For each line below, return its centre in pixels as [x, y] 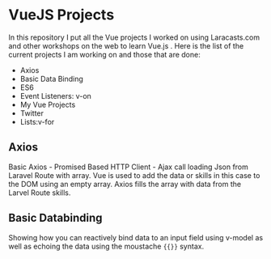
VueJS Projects [61, 15]
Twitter [32, 113]
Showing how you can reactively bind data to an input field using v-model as [136, 237]
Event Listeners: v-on [55, 96]
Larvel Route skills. [40, 193]
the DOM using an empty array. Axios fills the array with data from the [125, 184]
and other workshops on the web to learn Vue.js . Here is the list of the [126, 45]
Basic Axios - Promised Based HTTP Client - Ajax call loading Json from [129, 167]
